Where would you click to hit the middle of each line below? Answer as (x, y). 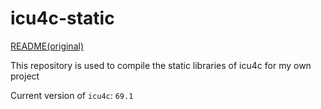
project (25, 76)
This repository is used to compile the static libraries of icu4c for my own (161, 65)
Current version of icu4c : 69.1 (72, 95)
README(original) (47, 46)
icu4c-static (62, 18)
